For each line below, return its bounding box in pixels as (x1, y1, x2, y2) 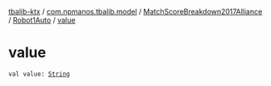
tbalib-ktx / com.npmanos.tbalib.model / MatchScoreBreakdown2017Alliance (8, 7, 263, 16)
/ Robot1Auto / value (8, 15, 76, 25)
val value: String (8, 70, 70, 78)
